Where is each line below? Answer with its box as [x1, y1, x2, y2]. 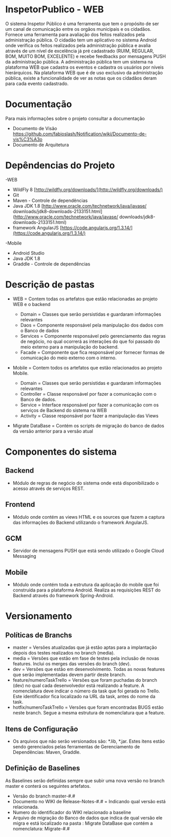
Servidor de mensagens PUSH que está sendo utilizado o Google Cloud [12, 547, 164, 554]
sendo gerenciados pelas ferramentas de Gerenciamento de [12, 744, 140, 749]
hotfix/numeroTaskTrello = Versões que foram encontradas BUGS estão [12, 704, 164, 710]
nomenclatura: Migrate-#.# [12, 825, 70, 831]
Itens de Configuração [5, 724, 78, 733]
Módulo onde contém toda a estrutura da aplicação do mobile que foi [12, 582, 159, 588]
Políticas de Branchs [5, 630, 72, 639]
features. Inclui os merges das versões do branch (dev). [12, 661, 132, 667]
